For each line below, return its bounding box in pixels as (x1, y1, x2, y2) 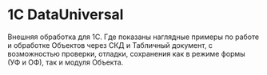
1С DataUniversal (7, 6, 124, 24)
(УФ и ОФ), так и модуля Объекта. (7, 57, 124, 67)
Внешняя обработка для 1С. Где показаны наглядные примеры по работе (7, 32, 260, 41)
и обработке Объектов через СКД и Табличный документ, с (7, 40, 213, 49)
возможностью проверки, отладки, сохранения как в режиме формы (7, 49, 245, 58)
